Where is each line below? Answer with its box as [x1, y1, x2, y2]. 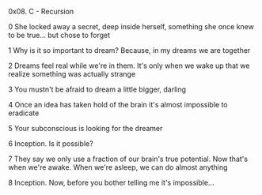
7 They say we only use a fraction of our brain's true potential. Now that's [8, 154, 248, 163]
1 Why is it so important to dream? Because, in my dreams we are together [8, 46, 251, 54]
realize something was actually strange [8, 69, 136, 78]
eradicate [8, 108, 40, 118]
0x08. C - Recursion [8, 7, 74, 16]
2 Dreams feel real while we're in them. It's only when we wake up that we [8, 61, 250, 70]
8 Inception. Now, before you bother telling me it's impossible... [8, 178, 215, 187]
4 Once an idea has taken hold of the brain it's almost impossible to [8, 100, 228, 109]
